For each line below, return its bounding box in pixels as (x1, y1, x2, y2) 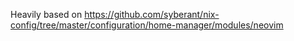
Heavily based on (10, 9, 83, 20)
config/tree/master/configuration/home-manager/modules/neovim (10, 19, 284, 31)
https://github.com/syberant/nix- (84, 9, 220, 20)
